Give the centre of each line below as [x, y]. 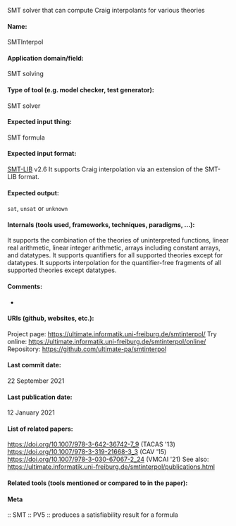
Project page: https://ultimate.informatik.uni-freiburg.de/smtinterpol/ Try [112, 334]
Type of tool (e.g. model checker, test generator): [81, 90]
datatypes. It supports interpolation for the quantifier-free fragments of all [114, 263]
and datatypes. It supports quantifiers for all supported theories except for [115, 255]
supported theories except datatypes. [62, 270]
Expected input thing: [39, 122]
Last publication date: [40, 397]
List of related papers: [41, 429]
